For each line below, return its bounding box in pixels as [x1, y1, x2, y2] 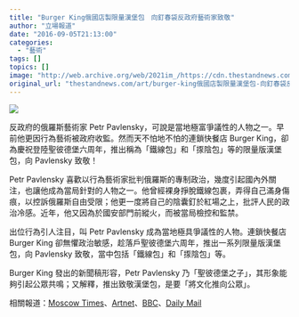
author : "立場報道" [9, 21, 77, 30]
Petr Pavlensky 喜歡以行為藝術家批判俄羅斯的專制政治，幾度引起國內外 [9, 174, 270, 184]
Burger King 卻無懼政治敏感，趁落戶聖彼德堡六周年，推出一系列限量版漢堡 [9, 237, 282, 248]
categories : [9, 37, 53, 47]
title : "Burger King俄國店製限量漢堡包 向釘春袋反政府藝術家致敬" [9, 12, 235, 22]
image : [9, 71, 34, 80]
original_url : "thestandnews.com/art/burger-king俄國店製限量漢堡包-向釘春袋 [9, 79, 287, 88]
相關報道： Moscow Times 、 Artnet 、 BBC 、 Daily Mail [9, 297, 202, 308]
